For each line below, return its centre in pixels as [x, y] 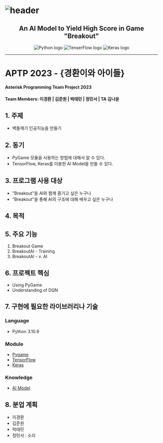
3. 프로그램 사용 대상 [34, 181]
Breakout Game [28, 246]
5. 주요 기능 [21, 234]
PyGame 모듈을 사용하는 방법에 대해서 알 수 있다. [58, 158]
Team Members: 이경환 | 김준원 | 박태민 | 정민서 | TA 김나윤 [62, 99]
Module [14, 344]
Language [17, 321]
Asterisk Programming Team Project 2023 [48, 87]
